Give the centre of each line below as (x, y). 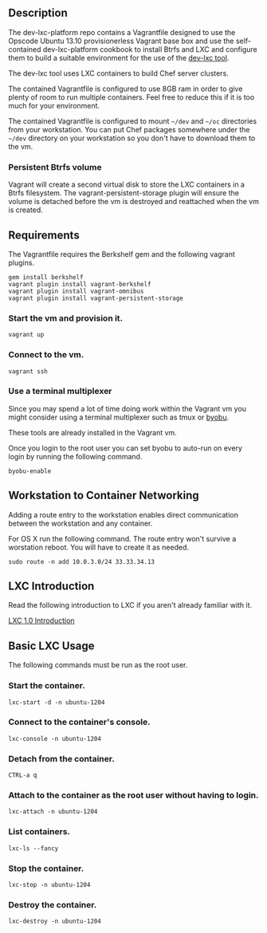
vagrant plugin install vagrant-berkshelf (80, 284)
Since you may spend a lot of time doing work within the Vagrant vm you (128, 408)
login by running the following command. (75, 456)
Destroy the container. (53, 904)
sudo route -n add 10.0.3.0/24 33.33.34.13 (82, 561)
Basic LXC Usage (51, 646)
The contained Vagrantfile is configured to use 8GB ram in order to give (126, 89)
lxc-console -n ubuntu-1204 (55, 738)
